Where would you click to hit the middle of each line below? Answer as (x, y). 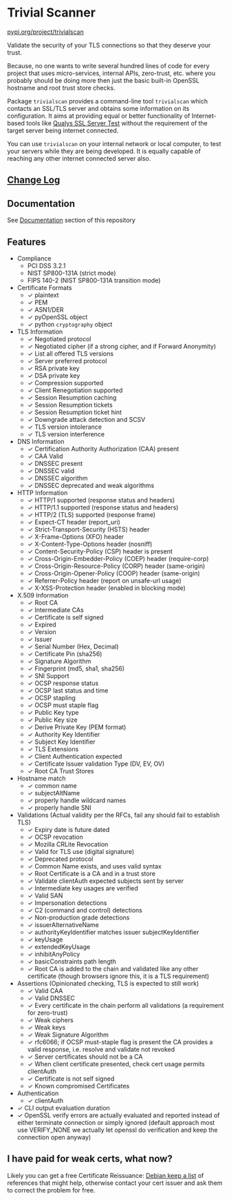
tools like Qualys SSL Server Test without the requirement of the (117, 123)
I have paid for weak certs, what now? (90, 1159)
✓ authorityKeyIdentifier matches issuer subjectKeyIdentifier (113, 932)
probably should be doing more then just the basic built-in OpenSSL (103, 80)
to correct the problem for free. (51, 1190)
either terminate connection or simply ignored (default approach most (116, 1122)
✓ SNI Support (48, 675)
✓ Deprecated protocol (60, 859)
